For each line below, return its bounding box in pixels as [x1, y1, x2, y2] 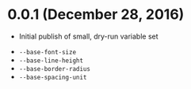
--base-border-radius [18, 65, 90, 72]
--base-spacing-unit [18, 73, 87, 81]
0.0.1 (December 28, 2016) [7, 6, 185, 24]
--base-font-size [18, 48, 77, 56]
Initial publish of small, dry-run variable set [18, 32, 159, 41]
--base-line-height [18, 57, 84, 65]
